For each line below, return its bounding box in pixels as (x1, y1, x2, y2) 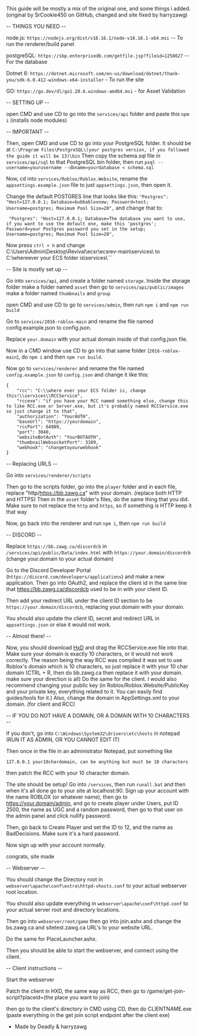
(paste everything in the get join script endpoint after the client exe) (6, 1012, 170, 1018)
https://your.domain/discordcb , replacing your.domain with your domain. (6, 603, 185, 610)
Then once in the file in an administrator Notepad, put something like (6, 748, 173, 754)
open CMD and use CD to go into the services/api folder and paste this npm (6, 111, 190, 117)
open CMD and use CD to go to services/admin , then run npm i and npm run (6, 301, 189, 308)
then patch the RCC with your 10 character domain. (6, 769, 131, 776)
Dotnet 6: (6, 70, 29, 76)
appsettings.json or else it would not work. (6, 621, 111, 628)
